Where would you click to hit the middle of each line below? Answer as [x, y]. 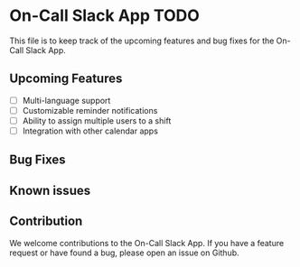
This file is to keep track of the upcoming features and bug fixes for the [142, 41]
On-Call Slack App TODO [105, 16]
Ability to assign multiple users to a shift [97, 120]
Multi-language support [66, 100]
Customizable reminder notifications [90, 110]
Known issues [50, 190]
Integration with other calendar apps [90, 131]
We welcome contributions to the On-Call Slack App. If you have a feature [147, 243]
